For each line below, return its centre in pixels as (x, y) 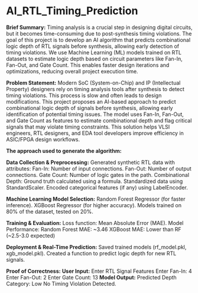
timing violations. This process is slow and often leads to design (84, 95)
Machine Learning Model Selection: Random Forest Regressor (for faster (96, 199)
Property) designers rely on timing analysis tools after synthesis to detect (95, 89)
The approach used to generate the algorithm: (64, 151)
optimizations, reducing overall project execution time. (72, 71)
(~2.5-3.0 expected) (31, 236)
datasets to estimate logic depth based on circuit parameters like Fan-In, (95, 59)
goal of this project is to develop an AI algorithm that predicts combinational (98, 40)
